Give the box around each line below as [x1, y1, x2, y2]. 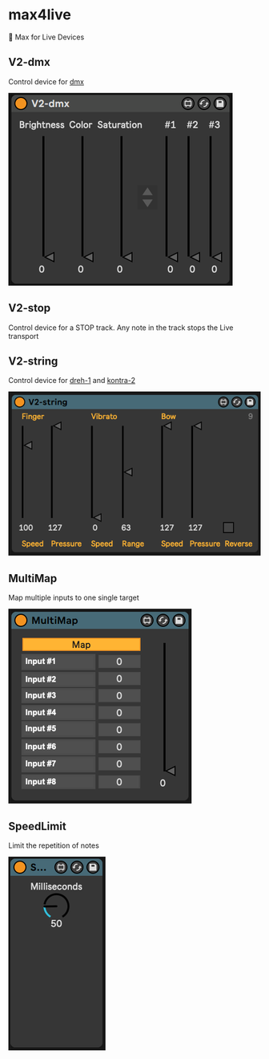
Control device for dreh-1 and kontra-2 [8, 376, 136, 385]
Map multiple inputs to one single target [8, 593, 140, 603]
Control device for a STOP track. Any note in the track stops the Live [8, 323, 234, 332]
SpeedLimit [8, 819, 66, 833]
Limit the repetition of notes [8, 841, 100, 850]
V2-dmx [8, 55, 50, 69]
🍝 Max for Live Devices [8, 32, 85, 42]
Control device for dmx [8, 76, 84, 86]
